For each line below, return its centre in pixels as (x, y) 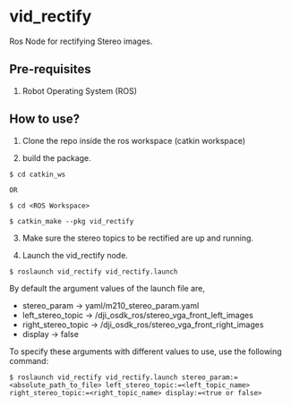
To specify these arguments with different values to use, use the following (145, 351)
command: (29, 360)
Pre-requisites (50, 69)
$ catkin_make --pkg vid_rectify (72, 221)
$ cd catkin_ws (38, 174)
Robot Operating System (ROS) (79, 90)
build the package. (56, 157)
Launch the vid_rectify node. (75, 255)
